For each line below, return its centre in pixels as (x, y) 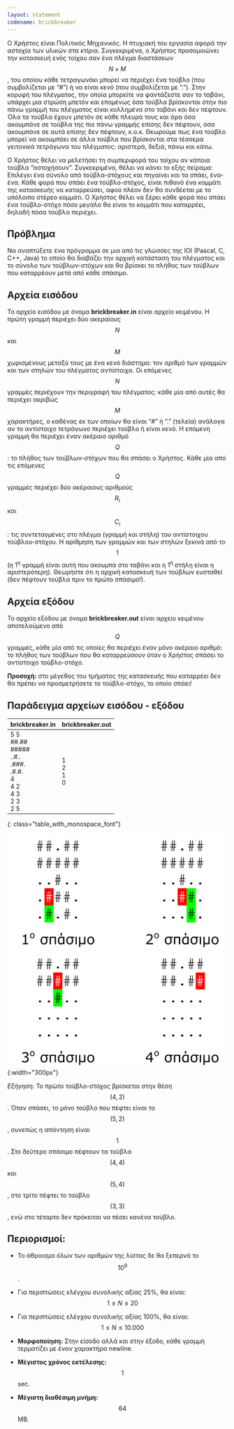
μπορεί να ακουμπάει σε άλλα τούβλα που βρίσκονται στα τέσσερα (105, 139)
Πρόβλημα (31, 234)
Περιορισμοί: (36, 1239)
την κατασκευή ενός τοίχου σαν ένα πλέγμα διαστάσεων (90, 58)
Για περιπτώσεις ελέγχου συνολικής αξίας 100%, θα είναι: (103, 1316)
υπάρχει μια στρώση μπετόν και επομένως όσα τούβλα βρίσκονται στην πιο (117, 102)
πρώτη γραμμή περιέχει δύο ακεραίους (64, 319)
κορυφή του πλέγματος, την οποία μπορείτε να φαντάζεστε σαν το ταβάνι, (116, 94)
